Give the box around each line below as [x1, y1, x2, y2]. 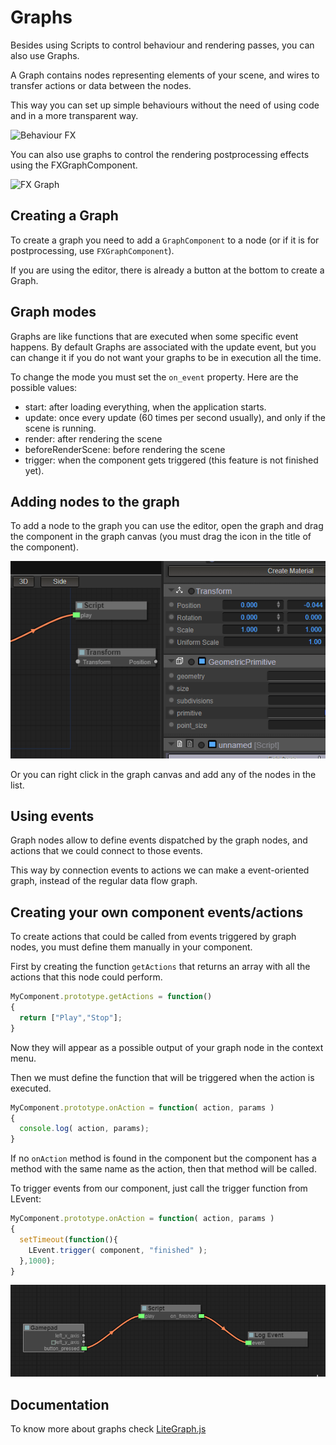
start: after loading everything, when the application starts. [24, 401, 267, 413]
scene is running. [24, 422, 97, 434]
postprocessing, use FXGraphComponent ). [10, 244, 175, 256]
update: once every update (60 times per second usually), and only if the [24, 411, 326, 423]
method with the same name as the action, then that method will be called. [10, 1163, 317, 1175]
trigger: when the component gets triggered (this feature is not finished [24, 454, 319, 466]
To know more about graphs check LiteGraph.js [10, 1422, 207, 1435]
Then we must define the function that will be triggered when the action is [10, 1071, 315, 1083]
